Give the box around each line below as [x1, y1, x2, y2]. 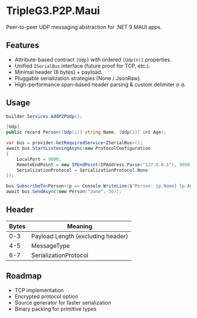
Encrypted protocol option [14, 293, 78, 300]
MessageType [31, 241, 70, 249]
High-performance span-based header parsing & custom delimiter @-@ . [14, 81, 186, 88]
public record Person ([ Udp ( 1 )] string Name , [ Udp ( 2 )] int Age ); [6, 129, 167, 135]
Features [6, 40, 39, 50]
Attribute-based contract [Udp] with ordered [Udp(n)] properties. [14, 56, 172, 63]
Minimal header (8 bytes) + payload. [14, 69, 103, 76]
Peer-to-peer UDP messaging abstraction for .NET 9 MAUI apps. [6, 23, 162, 30]
